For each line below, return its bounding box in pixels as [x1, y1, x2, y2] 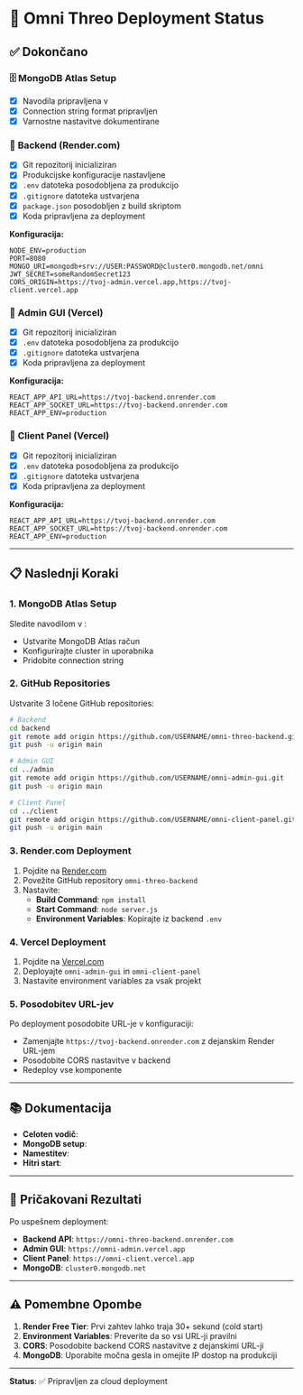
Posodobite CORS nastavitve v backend [22, 1055, 171, 1066]
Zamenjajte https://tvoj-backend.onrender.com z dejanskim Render [22, 1036, 275, 1047]
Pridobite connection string [22, 654, 124, 666]
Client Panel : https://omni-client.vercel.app [22, 1252, 195, 1263]
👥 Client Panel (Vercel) [9, 430, 110, 442]
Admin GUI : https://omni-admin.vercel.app [22, 1243, 186, 1253]
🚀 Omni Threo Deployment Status [9, 8, 264, 29]
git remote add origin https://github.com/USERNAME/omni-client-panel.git [9, 815, 297, 824]
